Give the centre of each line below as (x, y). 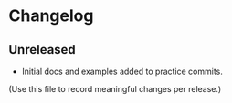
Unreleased (42, 50)
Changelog (51, 16)
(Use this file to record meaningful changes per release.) (115, 89)
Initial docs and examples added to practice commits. (122, 71)
